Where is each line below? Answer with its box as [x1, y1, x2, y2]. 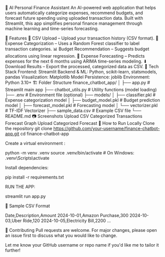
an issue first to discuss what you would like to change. [5, 232, 117, 238]
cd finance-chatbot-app [20, 131, 69, 137]
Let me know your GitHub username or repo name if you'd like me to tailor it [5, 242, 159, 248]
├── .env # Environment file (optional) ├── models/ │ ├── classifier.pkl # [5, 92, 156, 98]
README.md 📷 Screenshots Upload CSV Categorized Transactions [5, 113, 143, 119]
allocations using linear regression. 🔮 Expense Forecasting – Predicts [5, 53, 145, 59]
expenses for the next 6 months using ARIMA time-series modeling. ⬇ [5, 58, 147, 64]
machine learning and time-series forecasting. [5, 26, 99, 32]
